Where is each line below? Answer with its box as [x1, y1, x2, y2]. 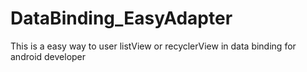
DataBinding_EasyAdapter [10, 7, 233, 30]
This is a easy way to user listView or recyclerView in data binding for [10, 40, 297, 52]
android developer [10, 50, 87, 62]
